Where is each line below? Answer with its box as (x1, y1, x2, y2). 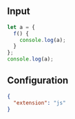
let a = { (7, 23, 36, 30)
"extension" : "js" (13, 99, 67, 106)
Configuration (7, 75, 69, 87)
